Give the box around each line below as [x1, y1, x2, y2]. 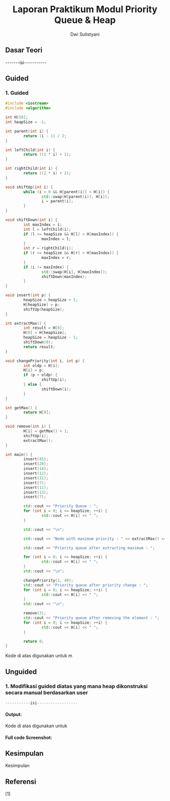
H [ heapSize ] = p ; [23, 302, 60, 307]
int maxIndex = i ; [23, 222, 62, 227]
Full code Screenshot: [5, 734, 52, 741]
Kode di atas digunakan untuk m [5, 653, 72, 659]
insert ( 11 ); [23, 485, 49, 490]
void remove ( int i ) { [5, 424, 51, 429]
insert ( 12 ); [23, 471, 49, 476]
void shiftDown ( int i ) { [5, 218, 58, 223]
